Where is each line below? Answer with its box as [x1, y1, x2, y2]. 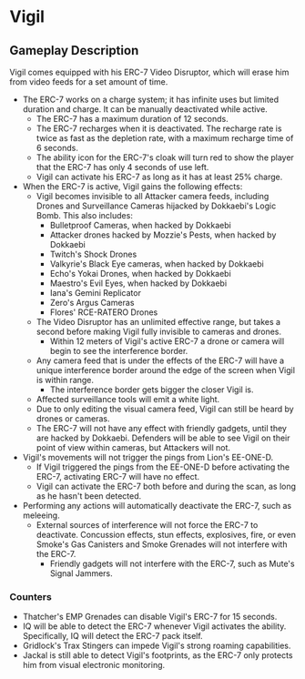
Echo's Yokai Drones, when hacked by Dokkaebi [49, 269, 232, 279]
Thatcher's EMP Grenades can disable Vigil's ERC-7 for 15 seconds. [22, 612, 278, 623]
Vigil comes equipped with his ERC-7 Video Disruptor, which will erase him [9, 66, 290, 77]
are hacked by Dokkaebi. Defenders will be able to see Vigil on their [36, 432, 290, 443]
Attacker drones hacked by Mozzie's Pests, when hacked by [49, 229, 277, 240]
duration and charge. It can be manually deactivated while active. [22, 104, 269, 115]
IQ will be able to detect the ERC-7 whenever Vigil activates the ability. [22, 621, 287, 632]
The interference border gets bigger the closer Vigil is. [49, 384, 254, 395]
